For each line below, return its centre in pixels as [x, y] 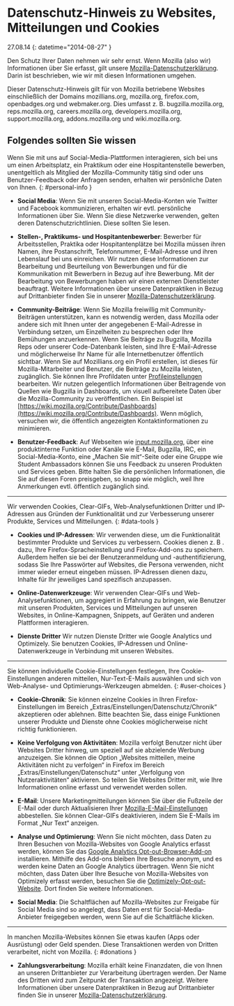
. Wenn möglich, [180, 413]
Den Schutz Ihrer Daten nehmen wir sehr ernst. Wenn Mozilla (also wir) [109, 60]
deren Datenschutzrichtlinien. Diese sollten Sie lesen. [94, 223]
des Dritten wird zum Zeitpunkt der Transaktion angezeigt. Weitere [113, 980]
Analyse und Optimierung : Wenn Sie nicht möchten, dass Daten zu [114, 836]
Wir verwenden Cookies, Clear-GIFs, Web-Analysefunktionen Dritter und [111, 506]
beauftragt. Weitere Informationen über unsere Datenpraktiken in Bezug [120, 289]
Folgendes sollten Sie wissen [72, 141]
